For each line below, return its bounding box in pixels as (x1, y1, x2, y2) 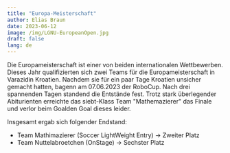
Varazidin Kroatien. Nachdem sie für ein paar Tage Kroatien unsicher (7, 75, 201, 83)
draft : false (7, 36, 45, 43)
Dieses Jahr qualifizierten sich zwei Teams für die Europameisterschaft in (7, 68, 215, 76)
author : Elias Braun (7, 16, 67, 23)
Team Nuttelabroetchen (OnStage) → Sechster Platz (16, 139, 165, 146)
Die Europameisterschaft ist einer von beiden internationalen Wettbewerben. (7, 61, 223, 69)
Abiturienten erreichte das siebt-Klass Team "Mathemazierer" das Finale (7, 97, 212, 105)
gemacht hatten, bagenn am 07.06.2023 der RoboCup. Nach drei (7, 83, 191, 91)
